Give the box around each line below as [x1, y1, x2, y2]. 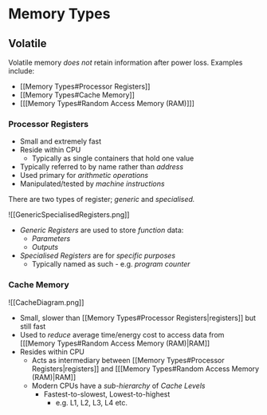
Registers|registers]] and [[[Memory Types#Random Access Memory [31, 364, 260, 373]
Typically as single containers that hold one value [31, 153, 194, 164]
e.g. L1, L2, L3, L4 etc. [55, 397, 128, 407]
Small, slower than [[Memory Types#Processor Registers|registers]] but [19, 313, 257, 322]
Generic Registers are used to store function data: [19, 225, 184, 235]
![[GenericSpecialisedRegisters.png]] [8, 210, 130, 219]
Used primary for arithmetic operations [19, 171, 149, 180]
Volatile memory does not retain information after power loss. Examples [8, 57, 243, 67]
